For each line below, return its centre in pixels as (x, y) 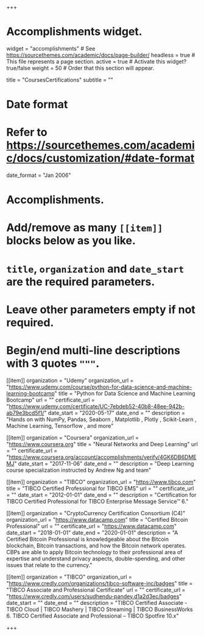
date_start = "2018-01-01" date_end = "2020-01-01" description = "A (92, 532)
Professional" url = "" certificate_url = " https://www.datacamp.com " (92, 526)
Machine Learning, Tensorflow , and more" (60, 425)
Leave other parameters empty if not (101, 309)
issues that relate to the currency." (49, 565)
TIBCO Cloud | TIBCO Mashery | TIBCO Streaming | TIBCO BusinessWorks (100, 609)
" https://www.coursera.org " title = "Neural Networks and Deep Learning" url (102, 444)
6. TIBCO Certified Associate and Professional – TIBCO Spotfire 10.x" (93, 616)
